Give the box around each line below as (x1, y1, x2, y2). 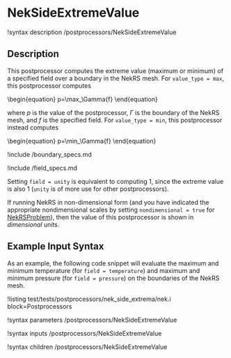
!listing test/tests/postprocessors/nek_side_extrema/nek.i (7, 295, 172, 303)
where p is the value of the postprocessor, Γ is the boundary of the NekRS (7, 108, 220, 116)
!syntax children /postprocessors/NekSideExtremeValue (7, 343, 168, 351)
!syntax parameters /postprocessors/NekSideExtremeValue (7, 316, 177, 324)
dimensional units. (7, 220, 60, 228)
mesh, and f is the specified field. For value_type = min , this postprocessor (7, 116, 223, 124)
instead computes (7, 123, 59, 132)
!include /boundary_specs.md (7, 150, 93, 158)
